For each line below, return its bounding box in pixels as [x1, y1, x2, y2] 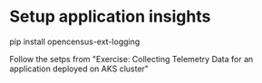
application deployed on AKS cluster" [9, 63, 150, 74]
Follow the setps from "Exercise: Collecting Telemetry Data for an [9, 53, 254, 64]
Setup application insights [9, 6, 211, 27]
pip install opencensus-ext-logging [9, 36, 141, 47]
